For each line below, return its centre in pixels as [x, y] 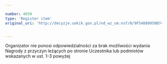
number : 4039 [19, 14]
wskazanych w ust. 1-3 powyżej [38, 56]
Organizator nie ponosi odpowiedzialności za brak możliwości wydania [78, 46]
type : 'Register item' [29, 18]
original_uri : [20, 23]
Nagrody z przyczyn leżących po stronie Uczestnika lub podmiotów [74, 51]
